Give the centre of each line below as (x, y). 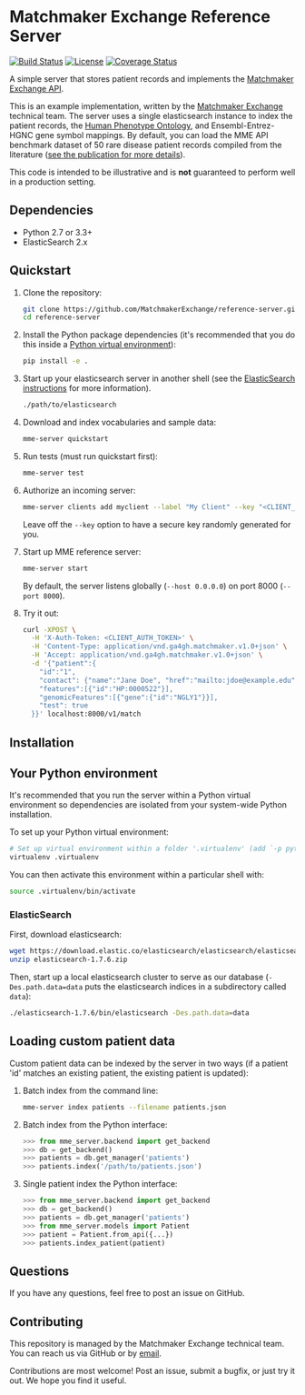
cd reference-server (61, 317)
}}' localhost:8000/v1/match (86, 714)
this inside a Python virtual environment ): (99, 345)
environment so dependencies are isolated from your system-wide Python (148, 805)
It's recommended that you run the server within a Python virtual (130, 795)
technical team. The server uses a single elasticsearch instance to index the (151, 115)
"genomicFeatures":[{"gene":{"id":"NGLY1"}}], (129, 697)
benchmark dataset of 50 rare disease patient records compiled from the (146, 145)
